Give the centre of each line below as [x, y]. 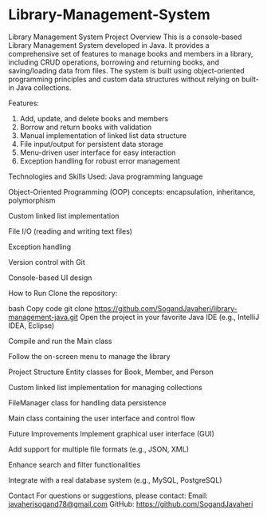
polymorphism [32, 200]
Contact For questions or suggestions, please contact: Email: [108, 495]
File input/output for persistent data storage [91, 144]
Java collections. [43, 87]
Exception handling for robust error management [100, 160]
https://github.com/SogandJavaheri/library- [166, 308]
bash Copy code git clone [51, 308]
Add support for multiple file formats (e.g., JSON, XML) [99, 449]
